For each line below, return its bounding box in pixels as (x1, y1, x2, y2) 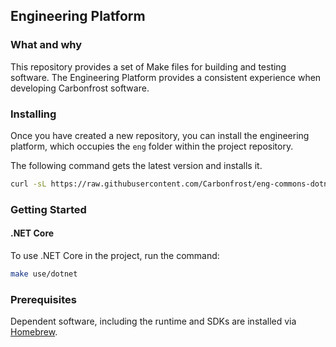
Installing (10, 107, 57, 121)
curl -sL (10, 179, 47, 189)
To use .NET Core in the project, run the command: (10, 249, 220, 261)
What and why (10, 38, 83, 52)
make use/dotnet (10, 269, 78, 279)
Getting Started (10, 202, 87, 216)
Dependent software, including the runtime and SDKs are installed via (10, 315, 297, 328)
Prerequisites (10, 292, 77, 306)
